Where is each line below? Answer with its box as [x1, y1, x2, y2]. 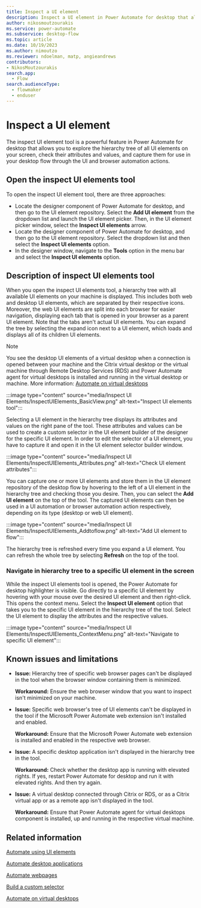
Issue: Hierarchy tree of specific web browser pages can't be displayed [14, 670, 192, 677]
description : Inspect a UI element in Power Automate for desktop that [6, 14, 188, 20]
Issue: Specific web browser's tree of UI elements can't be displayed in [14, 706, 191, 713]
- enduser [11, 92, 36, 98]
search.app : [6, 70, 36, 76]
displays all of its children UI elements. [6, 331, 101, 338]
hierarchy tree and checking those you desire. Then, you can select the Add [6, 490, 194, 498]
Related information [6, 832, 82, 843]
